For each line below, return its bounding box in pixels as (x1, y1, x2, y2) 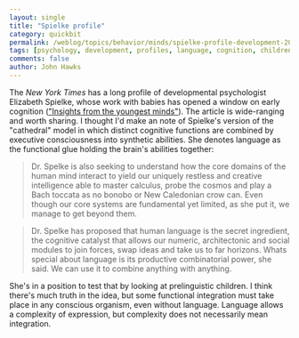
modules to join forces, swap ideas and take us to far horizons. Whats (30, 244, 287, 254)
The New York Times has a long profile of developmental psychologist (9, 86, 267, 98)
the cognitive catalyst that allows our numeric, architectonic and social (30, 235, 290, 245)
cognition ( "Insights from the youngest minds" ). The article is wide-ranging (9, 106, 285, 117)
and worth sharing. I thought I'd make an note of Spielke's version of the (9, 115, 274, 125)
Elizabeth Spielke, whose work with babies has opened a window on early (9, 96, 280, 107)
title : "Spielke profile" (9, 21, 105, 30)
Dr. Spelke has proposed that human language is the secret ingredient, (30, 225, 290, 236)
